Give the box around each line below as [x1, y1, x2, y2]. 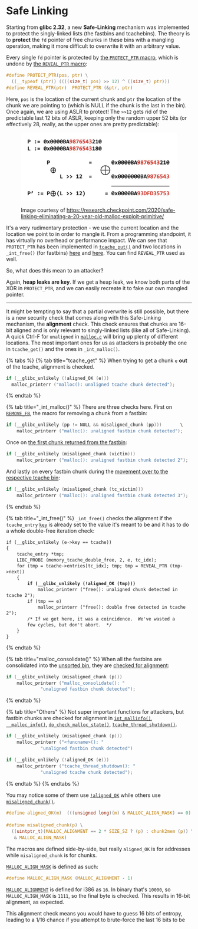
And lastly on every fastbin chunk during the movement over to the [6, 468, 169, 475]
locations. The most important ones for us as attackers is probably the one [6, 339, 187, 346]
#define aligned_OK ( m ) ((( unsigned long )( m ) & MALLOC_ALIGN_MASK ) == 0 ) [6, 810, 192, 816]
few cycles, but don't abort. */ [27, 622, 112, 628]
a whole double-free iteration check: [6, 527, 95, 534]
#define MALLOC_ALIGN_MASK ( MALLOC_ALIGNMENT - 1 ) [6, 875, 133, 881]
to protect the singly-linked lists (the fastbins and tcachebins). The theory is [6, 29, 190, 37]
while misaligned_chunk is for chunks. [6, 851, 97, 859]
